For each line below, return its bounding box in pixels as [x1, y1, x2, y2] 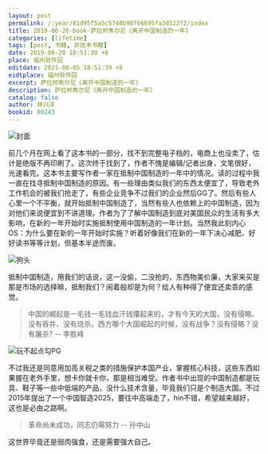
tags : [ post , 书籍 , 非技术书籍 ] [8, 42, 108, 50]
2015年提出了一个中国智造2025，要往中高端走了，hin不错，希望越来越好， [8, 393, 254, 402]
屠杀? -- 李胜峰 [34, 329, 85, 338]
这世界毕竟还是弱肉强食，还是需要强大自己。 [8, 437, 156, 446]
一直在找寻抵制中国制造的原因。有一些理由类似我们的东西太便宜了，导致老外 [8, 178, 260, 188]
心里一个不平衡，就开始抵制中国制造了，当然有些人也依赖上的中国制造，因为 [8, 198, 260, 208]
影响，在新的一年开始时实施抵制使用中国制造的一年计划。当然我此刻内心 [8, 218, 246, 228]
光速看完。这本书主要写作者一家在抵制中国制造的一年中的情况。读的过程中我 [8, 169, 260, 177]
